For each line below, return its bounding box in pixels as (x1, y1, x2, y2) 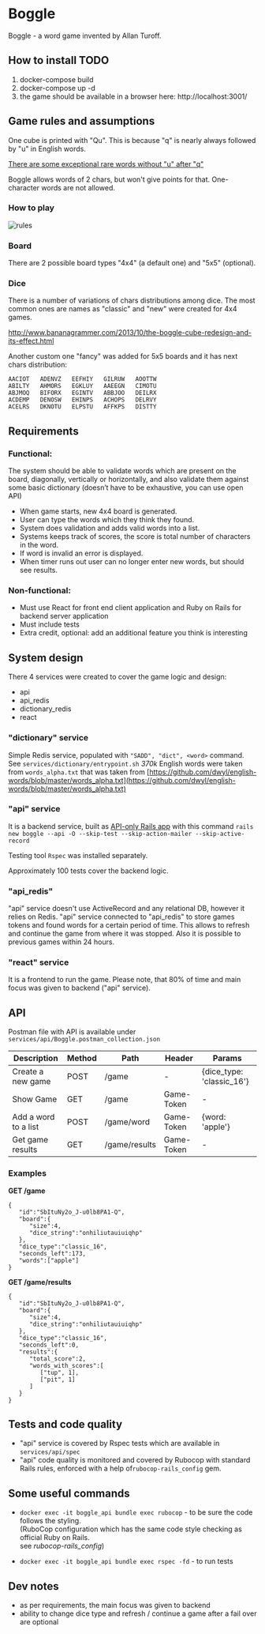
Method (66, 1052, 97, 1064)
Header (164, 1052, 193, 1064)
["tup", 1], (39, 1369, 80, 1376)
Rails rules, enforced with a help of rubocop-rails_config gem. (19, 1463, 222, 1474)
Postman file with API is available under (8, 1027, 136, 1037)
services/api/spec (19, 1448, 80, 1456)
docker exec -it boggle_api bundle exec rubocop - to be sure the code (19, 1508, 253, 1517)
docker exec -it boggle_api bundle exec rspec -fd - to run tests (19, 1557, 234, 1566)
